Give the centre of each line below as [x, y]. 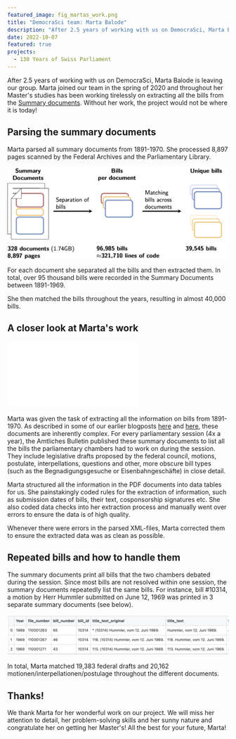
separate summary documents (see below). [70, 604]
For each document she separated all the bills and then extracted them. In [114, 270]
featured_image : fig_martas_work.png [63, 15]
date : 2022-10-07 [33, 37]
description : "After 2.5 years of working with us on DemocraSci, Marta [116, 30]
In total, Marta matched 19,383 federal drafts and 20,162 [88, 666]
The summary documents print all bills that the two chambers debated [109, 574]
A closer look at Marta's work [73, 328]
